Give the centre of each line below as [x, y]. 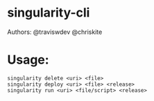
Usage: [28, 60]
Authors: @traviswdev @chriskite [55, 32]
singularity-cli [49, 13]
